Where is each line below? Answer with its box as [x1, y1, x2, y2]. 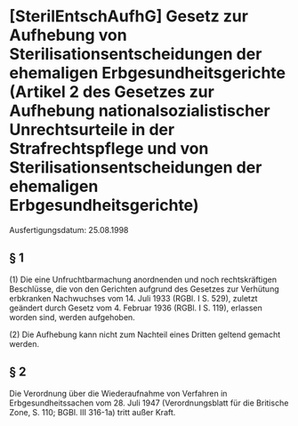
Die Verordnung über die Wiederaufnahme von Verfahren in [9, 388, 228, 398]
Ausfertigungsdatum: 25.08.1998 [9, 224, 129, 235]
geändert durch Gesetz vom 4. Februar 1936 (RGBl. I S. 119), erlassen [9, 302, 262, 313]
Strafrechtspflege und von [9, 139, 209, 159]
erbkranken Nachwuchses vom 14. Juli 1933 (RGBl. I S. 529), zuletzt [9, 293, 258, 303]
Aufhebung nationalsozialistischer [9, 100, 270, 121]
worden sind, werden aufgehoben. [9, 311, 135, 322]
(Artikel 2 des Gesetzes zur [9, 82, 215, 102]
